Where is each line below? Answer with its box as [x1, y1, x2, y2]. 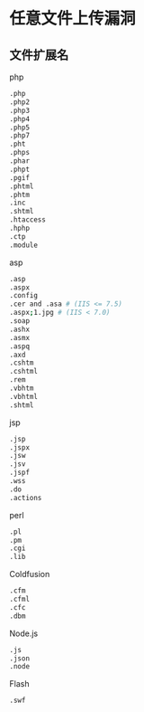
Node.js [9, 628, 39, 639]
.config [9, 291, 39, 300]
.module [9, 241, 39, 250]
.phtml [9, 182, 34, 191]
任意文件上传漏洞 [9, 8, 137, 29]
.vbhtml [9, 392, 39, 401]
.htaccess [9, 215, 47, 224]
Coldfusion [9, 569, 50, 580]
